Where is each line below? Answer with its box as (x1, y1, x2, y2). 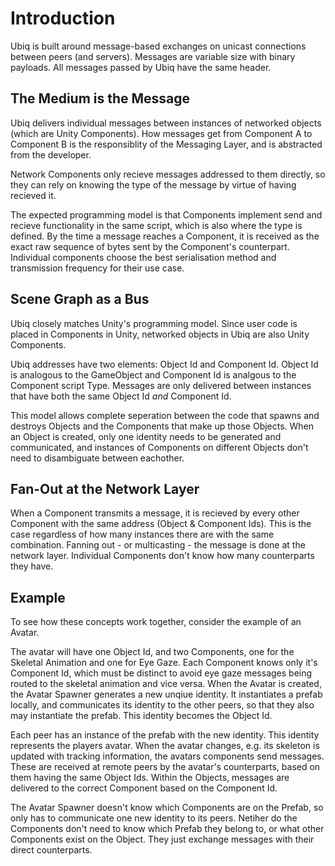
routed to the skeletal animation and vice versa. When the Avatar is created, (10, 678, 322, 690)
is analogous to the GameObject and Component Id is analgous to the (10, 368, 297, 381)
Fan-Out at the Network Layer (10, 480, 200, 497)
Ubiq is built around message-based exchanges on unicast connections (10, 40, 307, 52)
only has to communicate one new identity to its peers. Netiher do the (10, 812, 298, 824)
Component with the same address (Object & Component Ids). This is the (10, 518, 312, 530)
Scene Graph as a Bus (10, 291, 150, 308)
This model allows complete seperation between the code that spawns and (10, 409, 320, 421)
